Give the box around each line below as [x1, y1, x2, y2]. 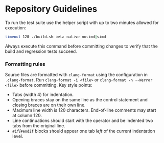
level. [12, 133, 23, 139]
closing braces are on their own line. [12, 102, 86, 108]
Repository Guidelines [5, 3, 97, 15]
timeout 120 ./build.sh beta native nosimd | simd [5, 34, 106, 39]
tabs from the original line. [12, 123, 65, 129]
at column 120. [12, 113, 42, 119]
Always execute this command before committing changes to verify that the [5, 43, 158, 49]
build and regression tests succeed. [5, 48, 77, 54]
